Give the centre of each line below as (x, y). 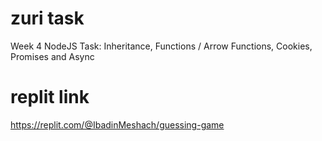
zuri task (47, 18)
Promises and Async (52, 56)
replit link (50, 97)
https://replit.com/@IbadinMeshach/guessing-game (117, 124)
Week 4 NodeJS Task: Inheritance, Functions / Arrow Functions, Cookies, (161, 46)
